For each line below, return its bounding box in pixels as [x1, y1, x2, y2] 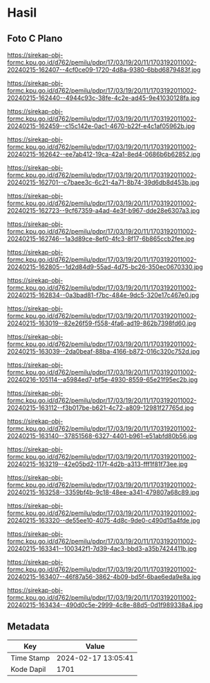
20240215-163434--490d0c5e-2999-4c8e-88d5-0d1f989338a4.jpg [7, 601, 203, 609]
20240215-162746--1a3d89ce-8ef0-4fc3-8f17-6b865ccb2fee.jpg [7, 234, 195, 243]
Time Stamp [10, 653, 50, 663]
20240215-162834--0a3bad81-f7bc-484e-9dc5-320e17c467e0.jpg [7, 291, 200, 299]
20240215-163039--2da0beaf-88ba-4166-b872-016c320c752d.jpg [7, 347, 200, 355]
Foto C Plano [7, 33, 63, 44]
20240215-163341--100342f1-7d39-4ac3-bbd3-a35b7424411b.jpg [7, 544, 197, 553]
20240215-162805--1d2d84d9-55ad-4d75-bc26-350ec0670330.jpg [7, 263, 203, 271]
